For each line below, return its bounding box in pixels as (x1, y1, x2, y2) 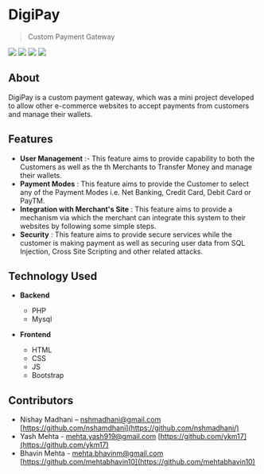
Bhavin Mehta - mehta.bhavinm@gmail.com (19, 449, 164, 458)
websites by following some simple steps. (19, 221, 157, 231)
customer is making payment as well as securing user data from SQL (19, 238, 246, 247)
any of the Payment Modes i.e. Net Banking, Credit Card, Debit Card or (19, 187, 252, 196)
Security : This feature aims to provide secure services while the (19, 229, 233, 239)
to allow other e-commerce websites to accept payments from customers (8, 101, 250, 111)
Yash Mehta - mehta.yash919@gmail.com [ (19, 432, 161, 441)
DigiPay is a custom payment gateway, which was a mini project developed (8, 92, 254, 102)
